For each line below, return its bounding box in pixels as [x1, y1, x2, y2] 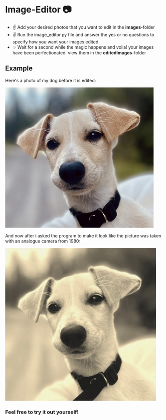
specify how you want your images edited [12, 38, 99, 45]
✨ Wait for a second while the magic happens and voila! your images [12, 44, 154, 50]
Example [5, 64, 33, 73]
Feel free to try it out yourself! [5, 409, 79, 416]
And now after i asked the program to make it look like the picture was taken [5, 232, 162, 238]
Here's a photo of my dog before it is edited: [5, 77, 96, 83]
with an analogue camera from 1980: [5, 238, 81, 244]
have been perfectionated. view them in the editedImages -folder [12, 49, 146, 55]
